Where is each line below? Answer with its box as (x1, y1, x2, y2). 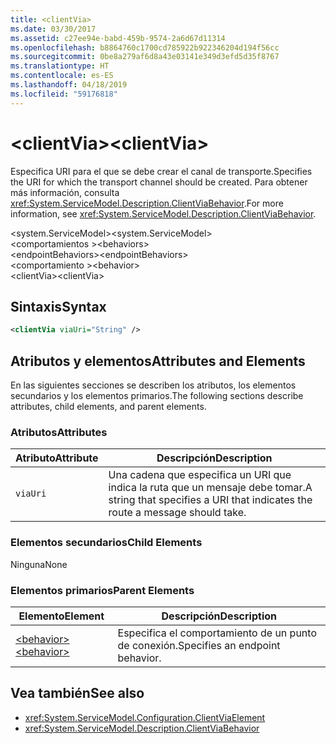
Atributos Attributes (10, 425, 108, 439)
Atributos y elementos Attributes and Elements (10, 352, 306, 370)
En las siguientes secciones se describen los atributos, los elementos (10, 379, 297, 391)
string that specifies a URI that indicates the (108, 493, 313, 507)
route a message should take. (108, 506, 247, 520)
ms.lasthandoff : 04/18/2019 (10, 80, 128, 90)
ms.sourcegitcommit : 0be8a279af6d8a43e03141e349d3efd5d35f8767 (10, 52, 280, 62)
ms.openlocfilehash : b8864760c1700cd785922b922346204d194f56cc (10, 42, 280, 53)
